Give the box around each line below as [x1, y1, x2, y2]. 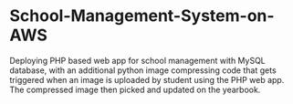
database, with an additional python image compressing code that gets [9, 65, 277, 76]
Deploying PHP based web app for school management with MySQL [9, 55, 267, 66]
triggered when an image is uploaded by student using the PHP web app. [9, 74, 285, 85]
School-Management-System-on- [9, 5, 276, 26]
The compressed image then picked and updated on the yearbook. [9, 84, 261, 95]
